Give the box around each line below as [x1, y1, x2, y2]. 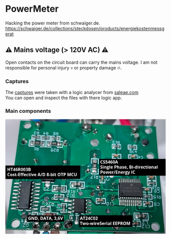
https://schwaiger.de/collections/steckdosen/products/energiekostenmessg [5, 25, 164, 31]
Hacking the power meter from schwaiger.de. [5, 20, 100, 26]
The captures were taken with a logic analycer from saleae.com [5, 89, 139, 95]
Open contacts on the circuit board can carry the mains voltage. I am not [5, 59, 158, 65]
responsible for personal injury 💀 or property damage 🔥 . [5, 64, 122, 70]
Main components [5, 107, 51, 114]
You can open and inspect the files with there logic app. [5, 95, 122, 101]
